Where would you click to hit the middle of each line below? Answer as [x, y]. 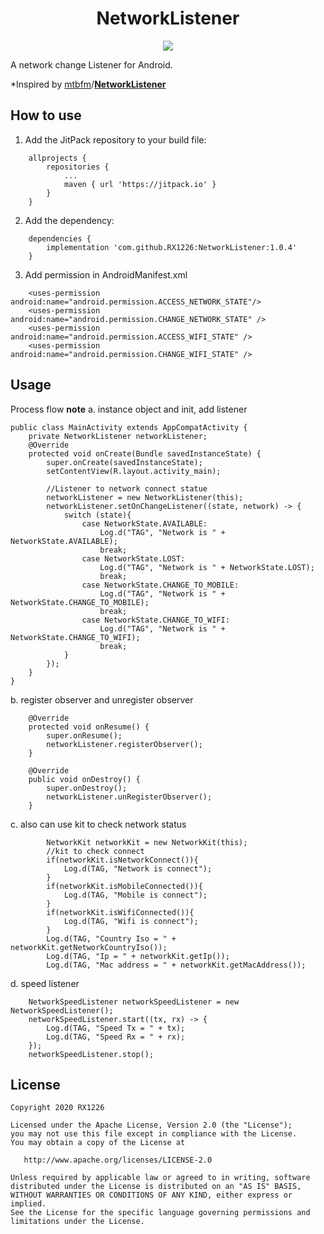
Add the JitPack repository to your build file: [115, 139]
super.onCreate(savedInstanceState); [124, 462]
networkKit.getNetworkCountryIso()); [89, 947]
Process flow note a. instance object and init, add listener [129, 409]
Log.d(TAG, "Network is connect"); [138, 868]
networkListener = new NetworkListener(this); [145, 497]
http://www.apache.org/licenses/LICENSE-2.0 [118, 1160]
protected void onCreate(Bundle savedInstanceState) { [145, 453]
